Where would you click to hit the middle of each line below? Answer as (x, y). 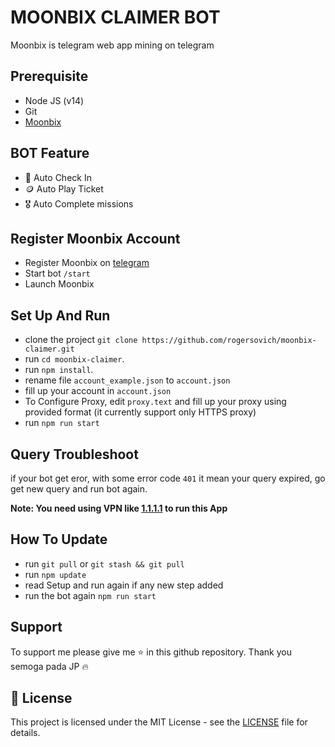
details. (25, 733)
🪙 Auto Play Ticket (64, 188)
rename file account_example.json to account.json (127, 380)
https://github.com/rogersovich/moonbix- (229, 341)
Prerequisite (49, 76)
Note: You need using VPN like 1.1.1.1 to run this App (119, 508)
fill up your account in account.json (98, 391)
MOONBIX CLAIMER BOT (115, 17)
